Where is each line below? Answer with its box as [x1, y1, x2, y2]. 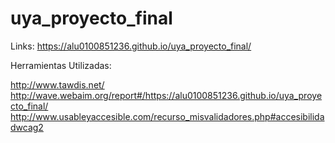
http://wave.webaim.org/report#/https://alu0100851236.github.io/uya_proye [10, 89, 323, 101]
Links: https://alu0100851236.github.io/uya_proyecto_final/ [10, 40, 252, 52]
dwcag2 [10, 121, 44, 133]
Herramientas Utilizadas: [10, 59, 112, 71]
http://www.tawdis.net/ [10, 78, 105, 91]
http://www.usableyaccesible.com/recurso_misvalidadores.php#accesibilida [10, 110, 325, 122]
